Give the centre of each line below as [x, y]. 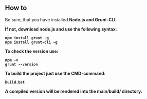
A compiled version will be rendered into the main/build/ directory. [74, 91]
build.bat [15, 82]
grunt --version [21, 64]
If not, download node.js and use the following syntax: [61, 29]
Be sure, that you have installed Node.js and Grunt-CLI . [61, 19]
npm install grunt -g [27, 38]
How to [16, 8]
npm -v [12, 60]
